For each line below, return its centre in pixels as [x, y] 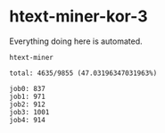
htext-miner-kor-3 [78, 17]
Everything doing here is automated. [76, 41]
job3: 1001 [29, 112]
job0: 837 [28, 88]
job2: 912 [28, 104]
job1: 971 [28, 96]
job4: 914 [28, 120]
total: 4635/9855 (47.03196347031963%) [83, 73]
